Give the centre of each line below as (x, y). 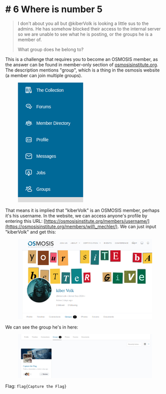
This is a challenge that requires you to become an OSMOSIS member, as (82, 59)
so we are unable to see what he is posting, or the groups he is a (85, 34)
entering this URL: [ (25, 221)
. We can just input (137, 226)
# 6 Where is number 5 (54, 9)
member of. (30, 40)
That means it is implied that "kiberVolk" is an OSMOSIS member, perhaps (82, 210)
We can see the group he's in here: (42, 327)
